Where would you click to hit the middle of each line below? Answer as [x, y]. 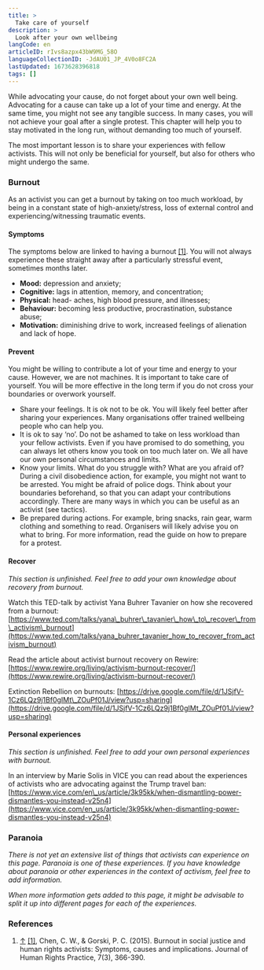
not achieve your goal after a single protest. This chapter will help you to [125, 121]
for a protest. [40, 543]
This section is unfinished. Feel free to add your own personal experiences [129, 751]
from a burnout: [33, 610]
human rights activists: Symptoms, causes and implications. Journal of [134, 950]
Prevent [21, 352]
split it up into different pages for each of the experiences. [103, 904]
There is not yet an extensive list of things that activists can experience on [129, 855]
